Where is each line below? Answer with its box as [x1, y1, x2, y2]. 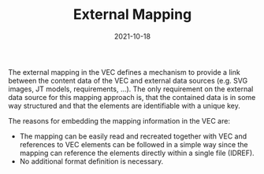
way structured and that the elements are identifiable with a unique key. [8, 101, 240, 110]
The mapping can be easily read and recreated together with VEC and [19, 131, 247, 141]
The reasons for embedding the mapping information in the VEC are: [8, 116, 231, 125]
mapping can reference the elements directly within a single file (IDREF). [19, 148, 255, 157]
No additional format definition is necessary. [19, 156, 164, 166]
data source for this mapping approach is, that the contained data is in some [8, 92, 256, 102]
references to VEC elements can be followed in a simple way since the [19, 139, 248, 149]
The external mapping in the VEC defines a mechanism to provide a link [8, 67, 240, 76]
